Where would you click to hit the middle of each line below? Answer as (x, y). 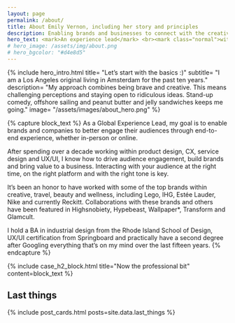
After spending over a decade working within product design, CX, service (113, 151)
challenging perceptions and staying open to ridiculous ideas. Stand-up (110, 94)
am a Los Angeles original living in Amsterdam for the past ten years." (108, 80)
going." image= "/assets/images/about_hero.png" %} (84, 110)
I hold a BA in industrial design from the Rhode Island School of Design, (110, 230)
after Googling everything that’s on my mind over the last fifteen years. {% (114, 245)
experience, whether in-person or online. (79, 137)
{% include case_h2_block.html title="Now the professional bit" (99, 266)
